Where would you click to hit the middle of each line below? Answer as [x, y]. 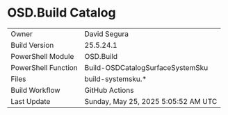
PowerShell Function [44, 67]
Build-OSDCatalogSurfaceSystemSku [146, 67]
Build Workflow [35, 90]
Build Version [32, 45]
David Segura [106, 34]
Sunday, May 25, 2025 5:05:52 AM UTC [151, 101]
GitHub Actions [109, 90]
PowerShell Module [42, 56]
